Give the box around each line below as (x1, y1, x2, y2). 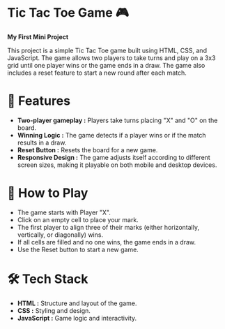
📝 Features (7, 93, 71, 109)
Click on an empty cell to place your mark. (17, 215, 139, 224)
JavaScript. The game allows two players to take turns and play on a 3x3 (7, 53, 216, 62)
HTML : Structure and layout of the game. (17, 299, 137, 307)
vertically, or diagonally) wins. (17, 231, 103, 239)
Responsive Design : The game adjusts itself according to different (17, 153, 210, 161)
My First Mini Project (7, 32, 69, 41)
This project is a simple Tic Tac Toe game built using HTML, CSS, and (7, 46, 208, 54)
